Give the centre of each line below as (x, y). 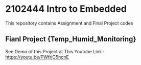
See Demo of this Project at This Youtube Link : (55, 51)
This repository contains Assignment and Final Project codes (69, 23)
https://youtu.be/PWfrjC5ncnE (37, 57)
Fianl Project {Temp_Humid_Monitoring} (71, 39)
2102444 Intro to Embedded (66, 9)
